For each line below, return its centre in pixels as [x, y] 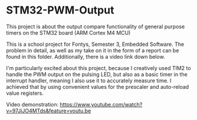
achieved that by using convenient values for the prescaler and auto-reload [98, 86]
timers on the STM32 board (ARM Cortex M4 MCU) [68, 32]
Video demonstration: [32, 104]
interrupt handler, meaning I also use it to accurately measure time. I [89, 81]
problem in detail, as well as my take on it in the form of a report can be [93, 50]
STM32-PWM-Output [60, 10]
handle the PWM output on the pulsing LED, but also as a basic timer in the [97, 74]
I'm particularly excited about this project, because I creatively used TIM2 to [98, 68]
